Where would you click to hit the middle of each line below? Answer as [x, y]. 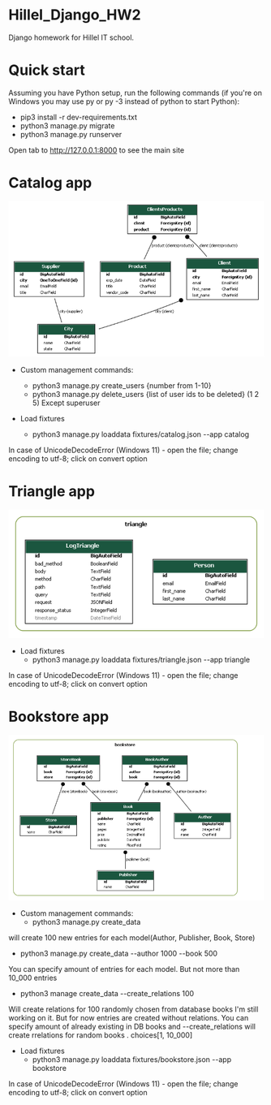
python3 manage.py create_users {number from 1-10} [122, 385]
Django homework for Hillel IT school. [71, 37]
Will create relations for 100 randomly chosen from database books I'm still [133, 1009]
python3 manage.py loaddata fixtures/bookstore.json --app [132, 1059]
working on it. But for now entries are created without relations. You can [129, 1017]
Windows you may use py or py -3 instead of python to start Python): [124, 101]
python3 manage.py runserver [71, 134]
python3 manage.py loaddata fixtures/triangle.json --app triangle [141, 659]
